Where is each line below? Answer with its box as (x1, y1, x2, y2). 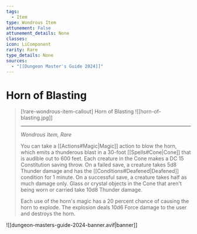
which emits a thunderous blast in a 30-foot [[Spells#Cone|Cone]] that (20, 149, 191, 156)
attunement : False (6, 25, 51, 31)
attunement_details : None (6, 31, 69, 36)
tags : (6, 8, 19, 15)
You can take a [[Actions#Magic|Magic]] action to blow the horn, (20, 142, 177, 150)
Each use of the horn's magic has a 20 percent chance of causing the (20, 198, 189, 205)
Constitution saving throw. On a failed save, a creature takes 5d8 (20, 161, 177, 168)
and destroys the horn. (20, 210, 76, 218)
